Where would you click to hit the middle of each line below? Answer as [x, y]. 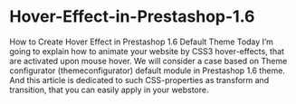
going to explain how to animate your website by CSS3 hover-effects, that [147, 51]
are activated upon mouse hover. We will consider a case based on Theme [148, 61]
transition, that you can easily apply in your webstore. [109, 90]
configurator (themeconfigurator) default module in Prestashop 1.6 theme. [147, 71]
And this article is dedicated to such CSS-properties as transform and [139, 80]
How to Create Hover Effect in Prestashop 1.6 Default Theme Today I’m [141, 42]
